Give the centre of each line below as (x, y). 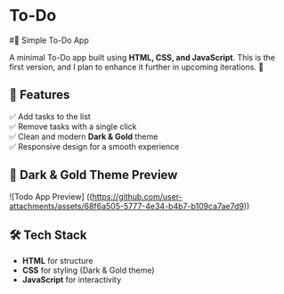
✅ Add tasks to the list (50, 116)
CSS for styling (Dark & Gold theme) (88, 270)
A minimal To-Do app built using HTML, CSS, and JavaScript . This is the (142, 57)
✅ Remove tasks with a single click (73, 127)
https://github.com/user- (137, 196)
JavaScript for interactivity (72, 280)
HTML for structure (57, 261)
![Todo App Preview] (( (51, 196)
